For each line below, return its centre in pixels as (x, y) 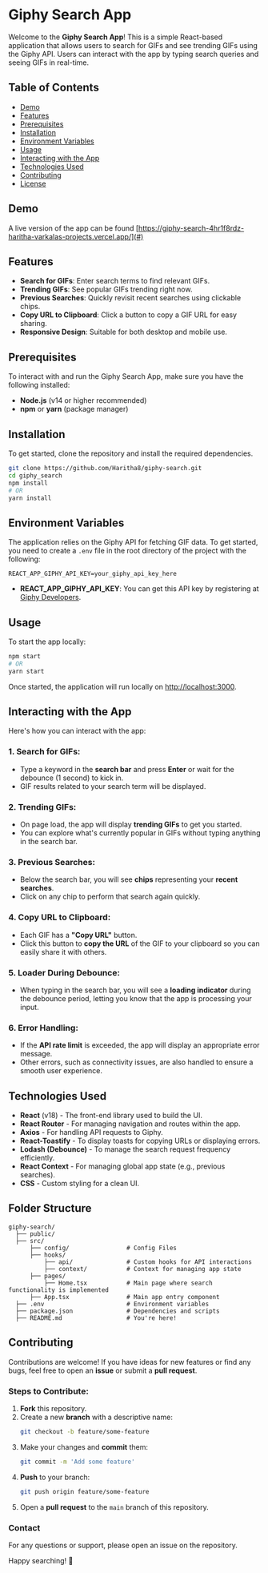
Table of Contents (54, 88)
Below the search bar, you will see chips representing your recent (129, 879)
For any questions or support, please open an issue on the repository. (123, 1545)
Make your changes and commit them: (84, 1446)
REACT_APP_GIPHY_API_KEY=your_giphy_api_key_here (93, 574)
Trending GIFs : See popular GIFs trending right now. (106, 289)
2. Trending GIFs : (42, 807)
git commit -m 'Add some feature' (77, 1462)
